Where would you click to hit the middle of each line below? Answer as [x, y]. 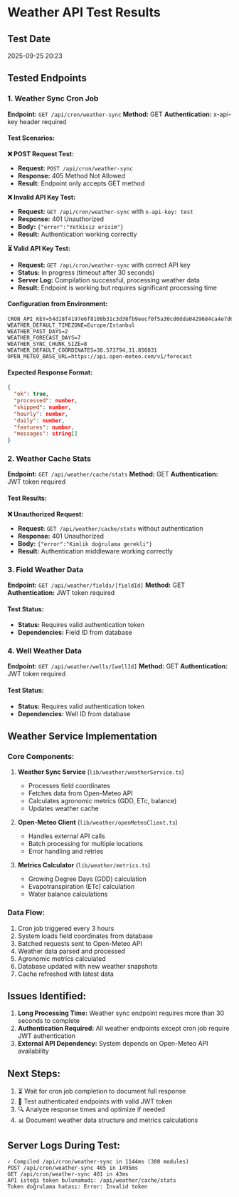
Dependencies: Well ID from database [74, 713]
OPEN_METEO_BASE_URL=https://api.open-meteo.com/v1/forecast [100, 357]
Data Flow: [26, 912]
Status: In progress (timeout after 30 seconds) [86, 272]
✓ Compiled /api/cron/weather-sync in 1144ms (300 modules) [99, 1162]
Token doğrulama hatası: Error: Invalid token [78, 1187]
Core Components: [41, 756]
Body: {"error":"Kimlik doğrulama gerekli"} [85, 544]
